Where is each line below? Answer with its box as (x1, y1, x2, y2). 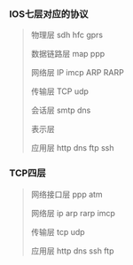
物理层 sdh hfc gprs (30, 29, 104, 41)
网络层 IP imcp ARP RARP (30, 67, 124, 78)
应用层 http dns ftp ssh (30, 143, 114, 153)
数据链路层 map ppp (30, 49, 106, 59)
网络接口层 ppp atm (30, 189, 104, 199)
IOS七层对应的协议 (9, 7, 89, 19)
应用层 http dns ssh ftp (30, 246, 114, 256)
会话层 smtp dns (30, 105, 91, 116)
